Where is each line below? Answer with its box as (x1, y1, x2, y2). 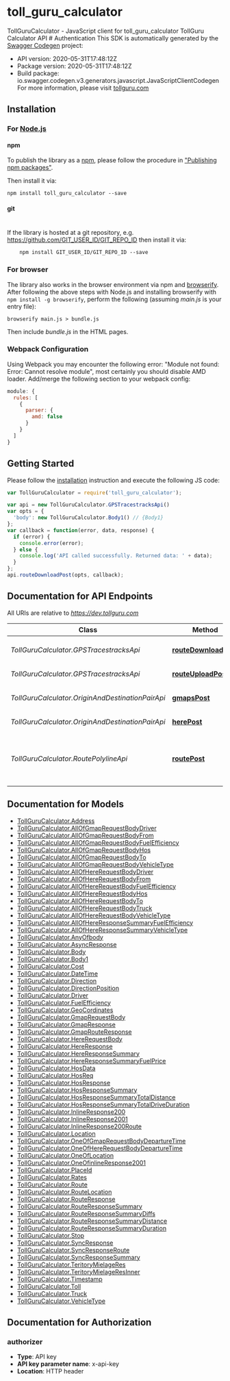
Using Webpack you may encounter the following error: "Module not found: (7, 360, 220, 368)
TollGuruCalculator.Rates (16, 1173, 88, 1181)
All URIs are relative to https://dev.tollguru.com (7, 609, 139, 617)
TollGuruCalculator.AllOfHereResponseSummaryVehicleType (16, 926, 188, 934)
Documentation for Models (7, 798, 125, 810)
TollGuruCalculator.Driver (16, 991, 89, 1000)
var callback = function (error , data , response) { (7, 527, 155, 534)
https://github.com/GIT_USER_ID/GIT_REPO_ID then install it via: (7, 236, 187, 244)
